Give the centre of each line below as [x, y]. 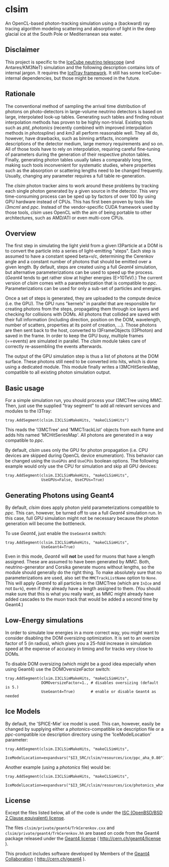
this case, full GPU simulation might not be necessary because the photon [82, 518]
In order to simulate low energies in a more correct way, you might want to [82, 632]
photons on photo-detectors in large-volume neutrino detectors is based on [84, 111]
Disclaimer [22, 50]
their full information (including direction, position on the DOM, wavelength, [83, 320]
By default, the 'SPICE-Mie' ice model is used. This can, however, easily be [83, 724]
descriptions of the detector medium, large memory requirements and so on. [84, 143]
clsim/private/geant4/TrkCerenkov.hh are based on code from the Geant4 [82, 833]
